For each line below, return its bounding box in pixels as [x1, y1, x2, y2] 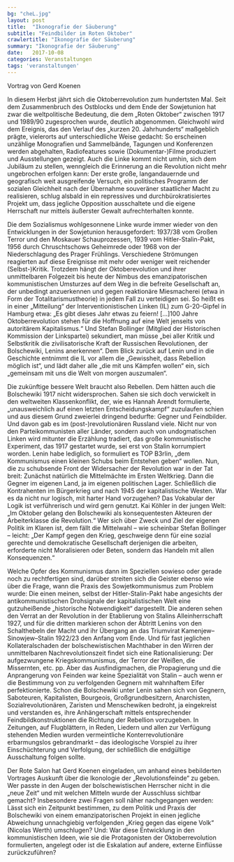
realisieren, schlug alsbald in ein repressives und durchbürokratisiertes [7, 192, 211, 200]
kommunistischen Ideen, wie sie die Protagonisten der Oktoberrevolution [7, 833, 217, 842]
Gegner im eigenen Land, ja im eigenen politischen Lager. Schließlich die [7, 479, 217, 487]
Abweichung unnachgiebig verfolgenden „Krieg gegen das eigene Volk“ [7, 818, 214, 826]
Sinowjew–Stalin [7, 634, 54, 642]
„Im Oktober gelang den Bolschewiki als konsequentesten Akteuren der [7, 509, 213, 517]
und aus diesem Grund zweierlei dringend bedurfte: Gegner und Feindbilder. [7, 412, 227, 421]
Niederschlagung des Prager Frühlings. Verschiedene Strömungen [7, 250, 198, 258]
